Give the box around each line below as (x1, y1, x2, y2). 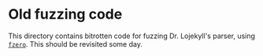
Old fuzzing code (8, 5, 123, 23)
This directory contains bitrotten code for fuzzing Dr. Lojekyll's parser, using (8, 31, 256, 40)
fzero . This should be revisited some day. (8, 39, 143, 48)
